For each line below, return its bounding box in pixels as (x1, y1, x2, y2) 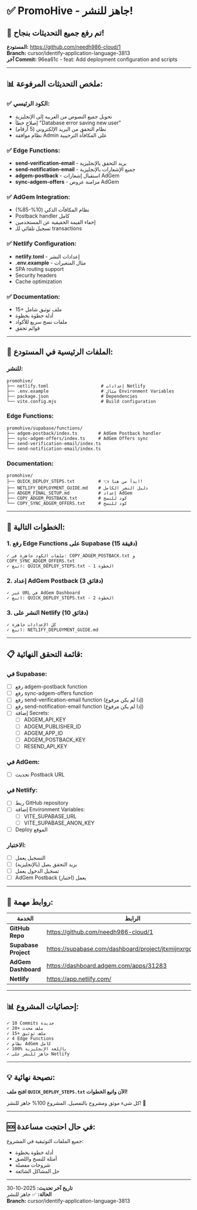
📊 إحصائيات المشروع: (6, 1002, 80, 1012)
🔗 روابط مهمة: (6, 897, 53, 907)
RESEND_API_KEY (23, 743, 68, 750)
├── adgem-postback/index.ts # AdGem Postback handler (6, 430, 161, 436)
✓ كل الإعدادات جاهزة (6, 622, 57, 628)
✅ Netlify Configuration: (6, 239, 77, 248)
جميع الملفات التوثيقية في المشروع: (6, 1137, 84, 1144)
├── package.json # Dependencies (6, 393, 138, 399)
